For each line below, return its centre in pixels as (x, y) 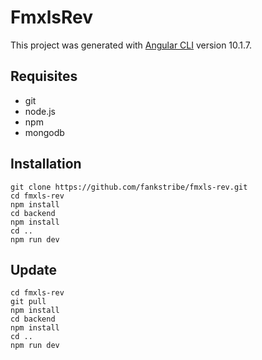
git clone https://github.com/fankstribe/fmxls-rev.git (129, 187)
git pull (28, 302)
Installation (46, 164)
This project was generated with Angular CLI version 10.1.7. (131, 45)
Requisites (44, 76)
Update (34, 269)
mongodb (44, 132)
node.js (40, 111)
